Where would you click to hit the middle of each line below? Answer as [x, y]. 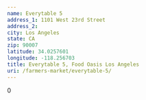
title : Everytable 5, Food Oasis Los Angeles [73, 64]
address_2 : [23, 26]
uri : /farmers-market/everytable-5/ [59, 71]
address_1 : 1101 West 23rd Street [57, 20]
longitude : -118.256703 [41, 58]
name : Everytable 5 [35, 13]
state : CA [21, 39]
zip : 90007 [23, 45]
